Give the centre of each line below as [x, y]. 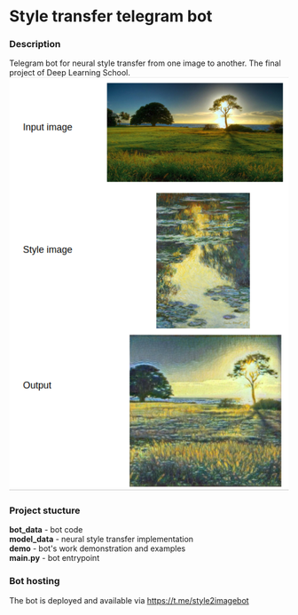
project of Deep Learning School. [70, 73]
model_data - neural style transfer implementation [101, 540]
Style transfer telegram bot [111, 16]
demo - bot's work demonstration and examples [98, 548]
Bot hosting [35, 581]
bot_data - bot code [46, 530]
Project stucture [45, 510]
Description [35, 44]
